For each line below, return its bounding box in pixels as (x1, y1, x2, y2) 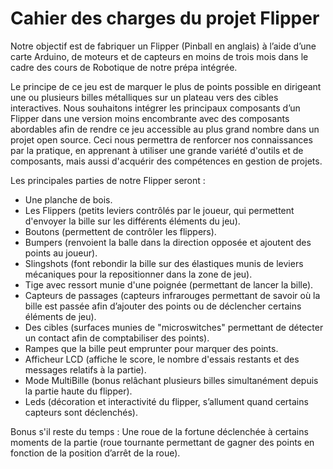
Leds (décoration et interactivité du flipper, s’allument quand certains (24, 395, 309, 407)
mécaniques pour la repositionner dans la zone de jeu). (24, 268, 253, 280)
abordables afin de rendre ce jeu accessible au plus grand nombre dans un (10, 123, 320, 135)
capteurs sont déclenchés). (24, 406, 138, 418)
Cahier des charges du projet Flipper (10, 7, 320, 30)
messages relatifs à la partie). (24, 363, 147, 376)
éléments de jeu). (24, 310, 97, 322)
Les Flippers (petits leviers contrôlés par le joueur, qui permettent (24, 204, 295, 216)
